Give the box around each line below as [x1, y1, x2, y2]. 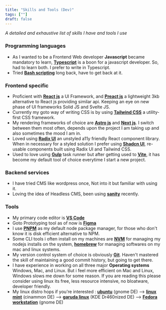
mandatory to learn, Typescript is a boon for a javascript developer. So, [12, 59, 159, 65]
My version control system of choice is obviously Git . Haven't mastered [12, 251, 159, 257]
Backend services [5, 169, 50, 176]
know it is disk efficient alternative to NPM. [12, 231, 100, 236]
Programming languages [5, 43, 66, 50]
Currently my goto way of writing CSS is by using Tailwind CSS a [12, 109, 146, 115]
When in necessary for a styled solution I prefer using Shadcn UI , [12, 141, 146, 147]
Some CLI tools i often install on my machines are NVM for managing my [12, 235, 161, 241]
